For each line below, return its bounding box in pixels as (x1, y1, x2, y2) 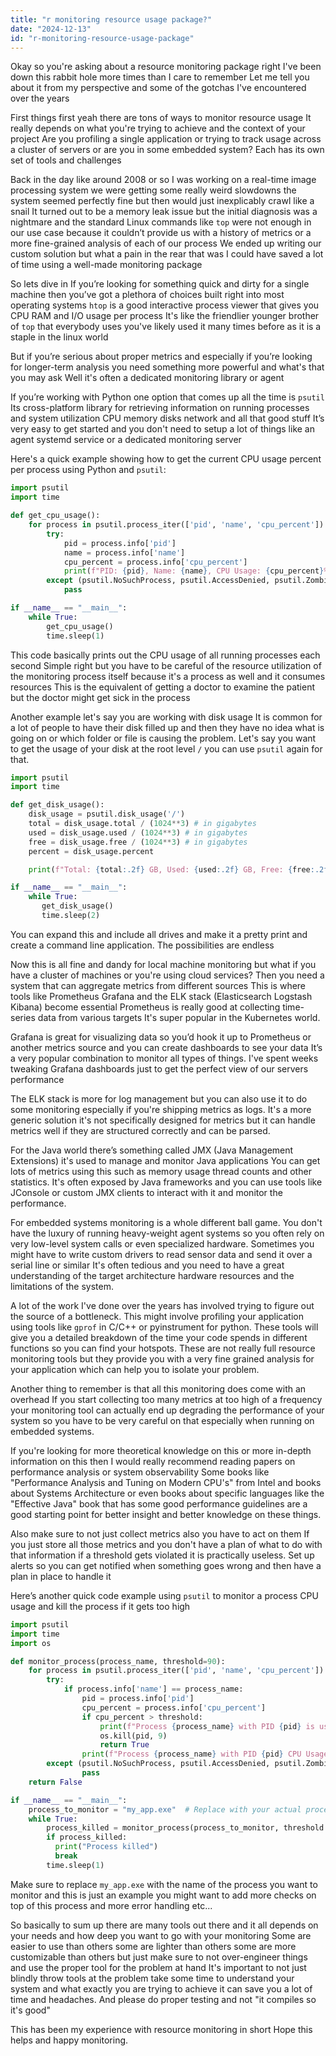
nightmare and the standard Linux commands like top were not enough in (10, 216, 312, 228)
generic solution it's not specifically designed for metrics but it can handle (10, 1114, 316, 1126)
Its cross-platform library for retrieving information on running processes (10, 402, 310, 414)
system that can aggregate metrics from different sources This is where (10, 979, 307, 991)
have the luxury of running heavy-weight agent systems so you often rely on (10, 1227, 325, 1239)
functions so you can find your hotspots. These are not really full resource (10, 1342, 316, 1354)
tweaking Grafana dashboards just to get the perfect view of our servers (10, 1062, 309, 1075)
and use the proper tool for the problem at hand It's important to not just (10, 1961, 307, 1973)
